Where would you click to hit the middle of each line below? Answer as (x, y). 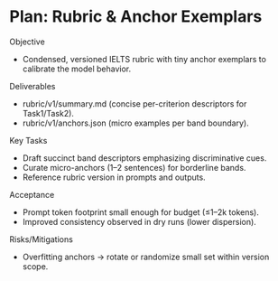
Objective (27, 42)
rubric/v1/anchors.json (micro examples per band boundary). (136, 123)
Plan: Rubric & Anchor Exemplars (136, 17)
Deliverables (32, 86)
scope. (35, 266)
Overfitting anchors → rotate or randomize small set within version (146, 257)
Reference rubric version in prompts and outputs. (114, 177)
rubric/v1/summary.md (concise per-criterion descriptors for (134, 103)
